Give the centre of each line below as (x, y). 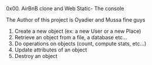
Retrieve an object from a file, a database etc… (71, 37)
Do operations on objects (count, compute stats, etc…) (80, 44)
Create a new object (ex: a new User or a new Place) (78, 31)
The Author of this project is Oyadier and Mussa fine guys (76, 20)
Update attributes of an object (51, 50)
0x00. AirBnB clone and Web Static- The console (65, 8)
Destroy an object (36, 56)
